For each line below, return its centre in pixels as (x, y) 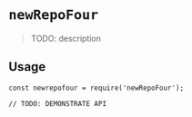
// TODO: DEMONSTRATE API (57, 103)
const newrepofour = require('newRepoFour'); (96, 88)
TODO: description (66, 38)
